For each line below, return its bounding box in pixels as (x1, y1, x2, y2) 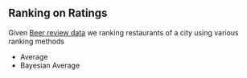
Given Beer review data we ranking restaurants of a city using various (8, 27, 239, 37)
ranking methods (8, 36, 64, 46)
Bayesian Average (19, 60, 80, 70)
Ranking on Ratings (8, 6, 108, 20)
